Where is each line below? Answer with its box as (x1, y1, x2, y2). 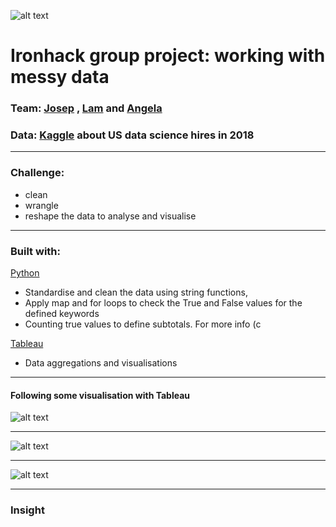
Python (10, 267, 40, 279)
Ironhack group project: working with (10, 45, 326, 67)
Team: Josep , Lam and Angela (10, 101, 163, 115)
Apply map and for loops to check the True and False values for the (24, 297, 303, 309)
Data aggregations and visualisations (24, 357, 178, 369)
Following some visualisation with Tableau (10, 389, 191, 401)
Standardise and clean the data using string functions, (24, 286, 248, 298)
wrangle (24, 199, 59, 211)
